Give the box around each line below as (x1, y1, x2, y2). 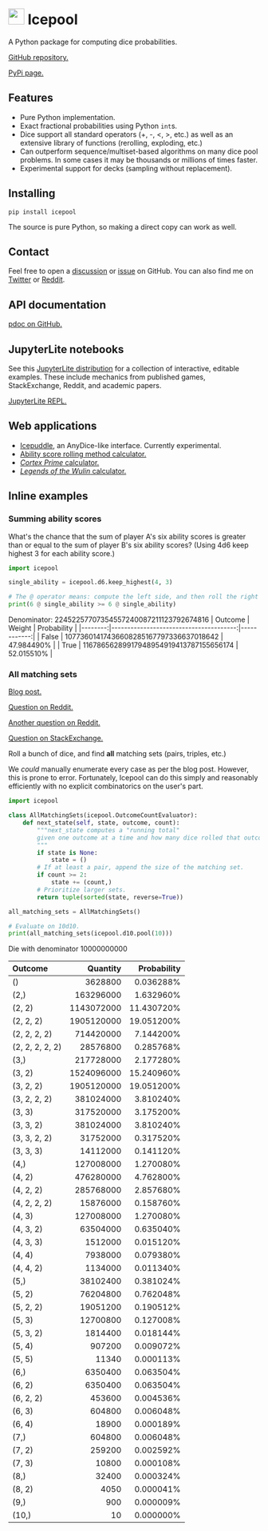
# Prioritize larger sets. (37, 885, 127, 894)
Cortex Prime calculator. (19, 457, 100, 467)
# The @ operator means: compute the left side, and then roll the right (8, 593, 259, 601)
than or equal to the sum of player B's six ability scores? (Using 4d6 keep (8, 540, 249, 550)
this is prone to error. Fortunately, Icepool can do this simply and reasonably (8, 773, 258, 783)
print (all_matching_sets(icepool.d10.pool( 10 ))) (8, 929, 173, 938)
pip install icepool (8, 208, 77, 216)
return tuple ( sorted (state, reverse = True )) (37, 893, 183, 901)
